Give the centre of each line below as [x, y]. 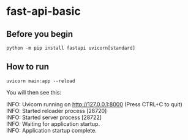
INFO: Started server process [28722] [54, 117]
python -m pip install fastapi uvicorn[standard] [71, 48]
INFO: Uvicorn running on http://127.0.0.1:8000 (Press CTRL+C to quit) [94, 104]
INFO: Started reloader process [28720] [57, 111]
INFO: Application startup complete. [51, 130]
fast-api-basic [43, 11]
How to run [28, 67]
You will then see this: [34, 92]
